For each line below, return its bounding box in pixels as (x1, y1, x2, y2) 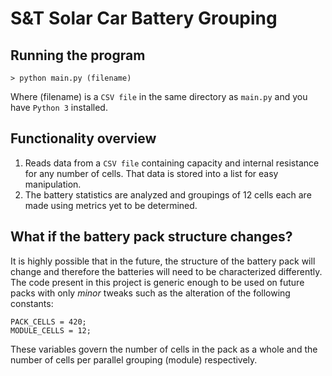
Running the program (10, 47, 146, 64)
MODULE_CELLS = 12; (10, 325, 92, 336)
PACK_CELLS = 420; (10, 317, 87, 327)
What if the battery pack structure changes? (10, 228, 293, 246)
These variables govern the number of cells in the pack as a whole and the (10, 343, 318, 355)
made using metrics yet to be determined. (24, 199, 198, 211)
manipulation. (24, 178, 82, 190)
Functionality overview (10, 130, 157, 147)
